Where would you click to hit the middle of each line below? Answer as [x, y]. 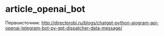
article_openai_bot [45, 9]
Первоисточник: [23, 23]
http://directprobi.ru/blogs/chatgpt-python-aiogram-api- [100, 23]
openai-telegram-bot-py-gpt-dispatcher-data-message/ [64, 28]
